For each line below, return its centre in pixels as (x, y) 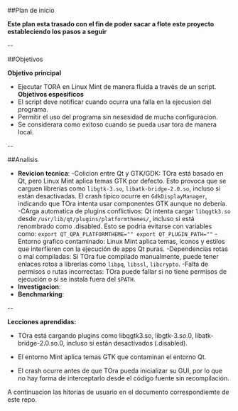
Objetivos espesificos (50, 94)
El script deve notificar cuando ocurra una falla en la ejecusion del (114, 102)
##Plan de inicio (31, 10)
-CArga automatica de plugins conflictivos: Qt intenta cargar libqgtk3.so (124, 211)
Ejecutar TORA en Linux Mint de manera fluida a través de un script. (117, 87)
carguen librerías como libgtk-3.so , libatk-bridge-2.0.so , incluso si (119, 188)
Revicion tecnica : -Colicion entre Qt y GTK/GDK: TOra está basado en (120, 173)
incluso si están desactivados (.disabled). (127, 343)
